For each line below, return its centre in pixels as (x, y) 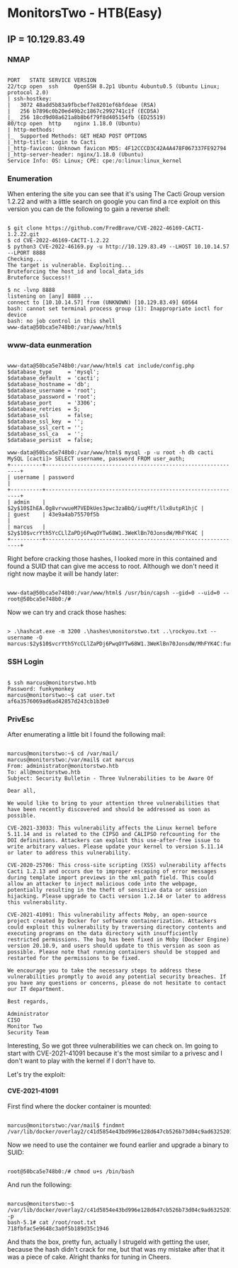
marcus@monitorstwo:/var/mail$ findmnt (66, 1126)
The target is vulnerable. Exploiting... (69, 266)
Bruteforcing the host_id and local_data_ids (75, 272)
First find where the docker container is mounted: (80, 1106)
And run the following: (40, 1185)
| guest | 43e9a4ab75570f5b (53, 515)
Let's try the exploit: (36, 1075)
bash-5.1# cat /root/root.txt (52, 1223)
